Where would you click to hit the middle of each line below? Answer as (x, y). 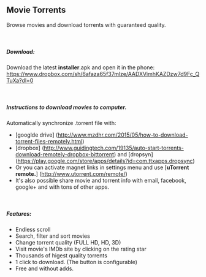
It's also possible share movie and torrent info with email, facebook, (101, 180)
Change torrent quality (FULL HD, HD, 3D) (68, 242)
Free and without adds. (44, 268)
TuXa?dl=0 (20, 80)
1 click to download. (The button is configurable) (76, 262)
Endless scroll (33, 229)
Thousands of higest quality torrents (61, 255)
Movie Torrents (36, 10)
